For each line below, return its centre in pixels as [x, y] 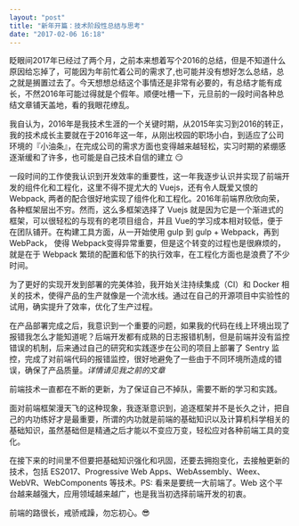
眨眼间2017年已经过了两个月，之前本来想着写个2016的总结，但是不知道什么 [148, 61]
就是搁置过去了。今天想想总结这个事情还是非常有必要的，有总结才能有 [145, 83]
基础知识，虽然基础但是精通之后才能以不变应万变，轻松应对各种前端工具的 [145, 431]
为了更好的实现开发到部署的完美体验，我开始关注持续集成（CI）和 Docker [145, 284]
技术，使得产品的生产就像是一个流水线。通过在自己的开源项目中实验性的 [157, 296]
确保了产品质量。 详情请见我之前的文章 [95, 370]
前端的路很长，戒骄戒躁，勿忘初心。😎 [80, 513]
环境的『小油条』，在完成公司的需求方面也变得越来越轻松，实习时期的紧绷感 [148, 146]
